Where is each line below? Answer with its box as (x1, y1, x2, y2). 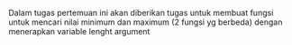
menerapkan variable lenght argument (8, 26, 151, 36)
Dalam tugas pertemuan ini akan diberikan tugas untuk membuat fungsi (8, 8, 274, 18)
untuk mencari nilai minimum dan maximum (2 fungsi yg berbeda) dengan (8, 17, 283, 27)
